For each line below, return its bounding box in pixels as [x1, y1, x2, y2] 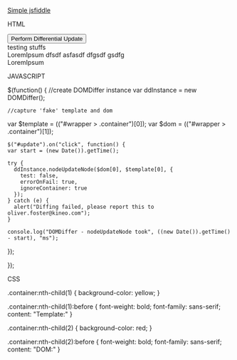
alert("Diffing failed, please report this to [14, 203, 154, 210]
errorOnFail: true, [20, 178, 78, 185]
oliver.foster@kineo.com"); [7, 210, 91, 217]
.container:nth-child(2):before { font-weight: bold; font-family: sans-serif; [7, 338, 222, 346]
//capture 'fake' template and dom [7, 107, 113, 114]
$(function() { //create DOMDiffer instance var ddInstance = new [7, 86, 197, 94]
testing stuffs [7, 43, 46, 51]
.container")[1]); [7, 128, 54, 135]
